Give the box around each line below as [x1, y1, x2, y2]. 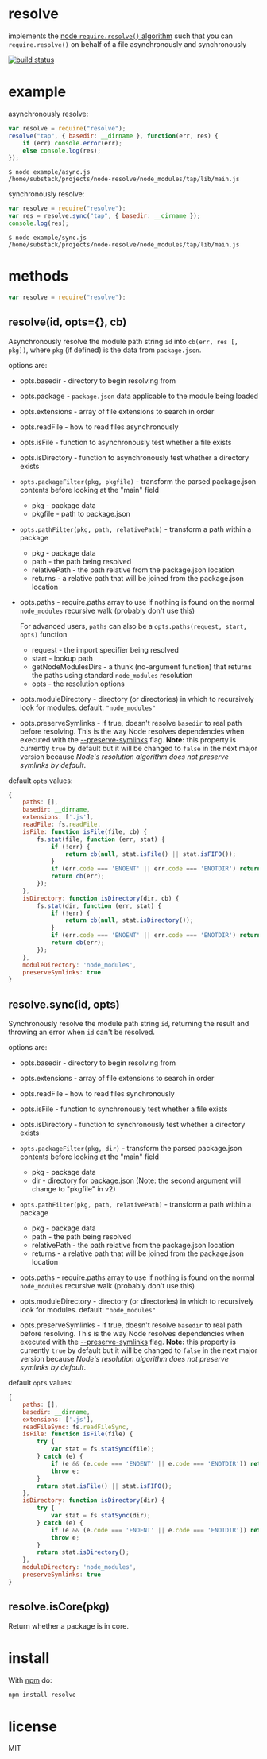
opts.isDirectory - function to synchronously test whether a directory [19, 1120, 246, 1129]
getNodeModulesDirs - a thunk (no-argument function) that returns [31, 661, 252, 672]
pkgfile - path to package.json [31, 509, 131, 518]
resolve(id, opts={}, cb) [8, 316, 127, 329]
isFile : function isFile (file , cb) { [22, 827, 148, 835]
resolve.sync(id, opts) [8, 998, 121, 1011]
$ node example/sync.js [8, 234, 87, 242]
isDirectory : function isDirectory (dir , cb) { [22, 894, 180, 902]
